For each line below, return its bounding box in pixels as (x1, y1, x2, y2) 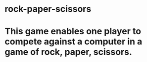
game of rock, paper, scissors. (4, 46, 132, 58)
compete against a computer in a (4, 36, 143, 47)
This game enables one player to (4, 26, 142, 37)
